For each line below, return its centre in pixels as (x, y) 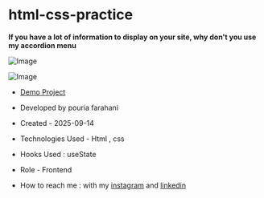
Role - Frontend (46, 169)
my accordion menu (42, 45)
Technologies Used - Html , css (72, 139)
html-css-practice (71, 15)
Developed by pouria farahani (69, 107)
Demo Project (43, 92)
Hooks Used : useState (58, 154)
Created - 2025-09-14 (57, 123)
